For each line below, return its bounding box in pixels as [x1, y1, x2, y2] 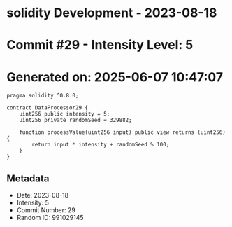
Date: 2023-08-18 [16, 191, 69, 200]
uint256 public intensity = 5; [19, 111, 110, 118]
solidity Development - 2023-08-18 [6, 5, 217, 21]
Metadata [6, 172, 50, 184]
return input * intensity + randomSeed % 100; [31, 142, 170, 149]
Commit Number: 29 [16, 206, 76, 214]
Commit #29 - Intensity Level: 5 [6, 37, 194, 53]
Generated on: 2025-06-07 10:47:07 [6, 69, 224, 85]
